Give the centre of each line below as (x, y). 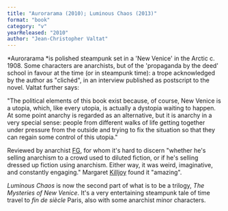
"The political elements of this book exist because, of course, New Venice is (114, 101)
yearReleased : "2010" (38, 33)
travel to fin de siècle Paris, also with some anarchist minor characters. (106, 200)
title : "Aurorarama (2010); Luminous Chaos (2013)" (82, 13)
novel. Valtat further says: (43, 88)
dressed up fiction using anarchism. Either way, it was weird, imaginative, (110, 165)
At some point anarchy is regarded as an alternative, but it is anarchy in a (110, 115)
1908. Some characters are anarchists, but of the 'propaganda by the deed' (113, 66)
